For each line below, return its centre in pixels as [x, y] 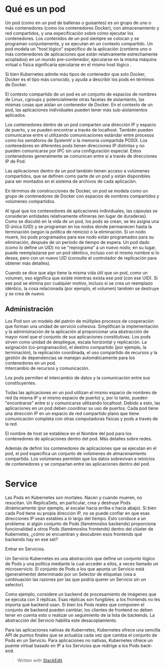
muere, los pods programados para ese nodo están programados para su [80, 237]
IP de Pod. [16, 161]
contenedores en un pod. [31, 363]
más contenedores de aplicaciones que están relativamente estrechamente [82, 54]
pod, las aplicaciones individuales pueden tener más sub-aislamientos [76, 110]
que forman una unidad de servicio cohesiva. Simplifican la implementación [82, 326]
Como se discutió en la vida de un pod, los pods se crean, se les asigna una [82, 221]
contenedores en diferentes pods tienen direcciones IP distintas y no [75, 145]
